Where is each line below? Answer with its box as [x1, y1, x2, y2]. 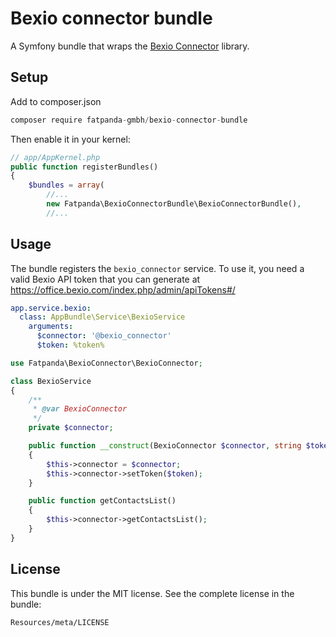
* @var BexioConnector [32, 404, 128, 414]
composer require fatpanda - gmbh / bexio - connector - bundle [10, 115, 248, 125]
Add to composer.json [10, 95, 102, 107]
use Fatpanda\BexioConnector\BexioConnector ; [10, 358, 203, 368]
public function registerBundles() [10, 162, 159, 172]
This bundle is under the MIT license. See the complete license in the [10, 587, 295, 599]
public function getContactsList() [28, 496, 177, 506]
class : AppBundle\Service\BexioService [19, 312, 186, 322]
